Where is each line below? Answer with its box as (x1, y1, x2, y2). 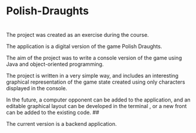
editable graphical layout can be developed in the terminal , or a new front (6, 103, 187, 110)
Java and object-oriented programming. (6, 61, 104, 68)
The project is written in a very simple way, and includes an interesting (6, 72, 179, 80)
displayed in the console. (6, 85, 67, 92)
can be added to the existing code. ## (6, 109, 100, 116)
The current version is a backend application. (6, 121, 117, 128)
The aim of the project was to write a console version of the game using (6, 55, 182, 62)
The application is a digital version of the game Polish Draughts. (6, 43, 162, 50)
